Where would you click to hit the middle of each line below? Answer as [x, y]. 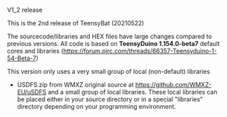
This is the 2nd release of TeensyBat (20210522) [76, 23]
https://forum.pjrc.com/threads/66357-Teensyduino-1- [140, 51]
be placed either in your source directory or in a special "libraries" [110, 99]
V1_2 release [25, 10]
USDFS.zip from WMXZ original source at [76, 84]
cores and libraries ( [35, 51]
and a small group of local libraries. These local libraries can [132, 92]
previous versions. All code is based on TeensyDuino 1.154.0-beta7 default [113, 43]
